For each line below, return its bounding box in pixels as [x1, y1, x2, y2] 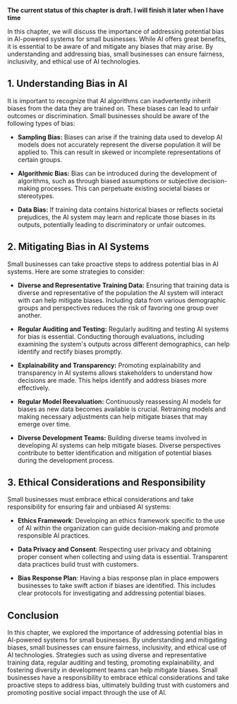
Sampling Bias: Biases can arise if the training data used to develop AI [17, 132, 223, 141]
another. [17, 311, 42, 319]
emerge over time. [17, 420, 71, 428]
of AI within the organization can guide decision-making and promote [17, 524, 219, 533]
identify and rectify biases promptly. [17, 347, 123, 356]
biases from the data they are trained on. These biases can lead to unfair [7, 104, 219, 112]
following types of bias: [7, 119, 75, 127]
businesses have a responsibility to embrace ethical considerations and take [7, 674, 229, 682]
